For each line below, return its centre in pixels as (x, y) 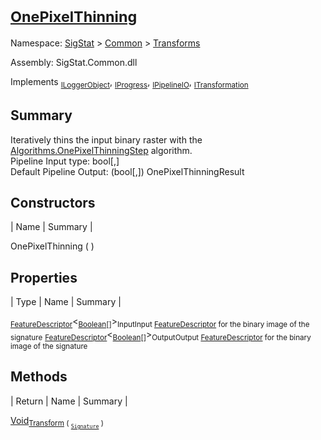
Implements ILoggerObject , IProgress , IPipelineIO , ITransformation (129, 82)
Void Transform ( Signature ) (57, 422)
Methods (39, 377)
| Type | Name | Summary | (66, 302)
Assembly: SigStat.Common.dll (74, 62)
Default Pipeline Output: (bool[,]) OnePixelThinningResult (127, 171)
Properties (44, 277)
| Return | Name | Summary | (69, 401)
